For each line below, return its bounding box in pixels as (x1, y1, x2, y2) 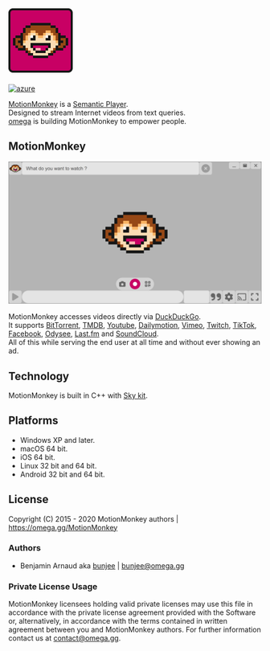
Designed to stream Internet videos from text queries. (8, 108, 186, 117)
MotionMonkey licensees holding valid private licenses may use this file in (8, 600, 253, 609)
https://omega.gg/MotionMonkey (8, 522, 118, 532)
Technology (8, 369, 70, 383)
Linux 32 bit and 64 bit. (19, 461, 97, 470)
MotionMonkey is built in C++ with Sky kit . (8, 391, 149, 400)
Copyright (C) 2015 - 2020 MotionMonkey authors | (8, 514, 179, 523)
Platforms (8, 414, 59, 428)
